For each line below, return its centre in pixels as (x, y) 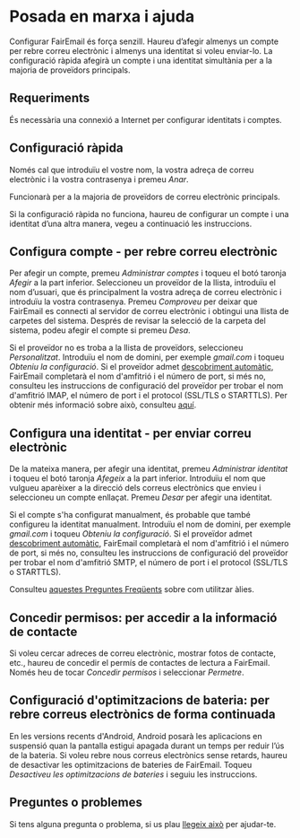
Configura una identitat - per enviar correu (131, 433)
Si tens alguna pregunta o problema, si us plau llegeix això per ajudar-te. (143, 824)
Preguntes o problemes (76, 803)
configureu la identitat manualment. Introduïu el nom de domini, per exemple (150, 524)
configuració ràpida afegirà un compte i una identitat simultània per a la (141, 60)
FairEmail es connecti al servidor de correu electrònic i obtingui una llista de (149, 311)
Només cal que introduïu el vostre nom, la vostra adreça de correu (132, 170)
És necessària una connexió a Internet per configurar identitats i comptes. (146, 119)
